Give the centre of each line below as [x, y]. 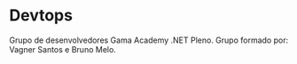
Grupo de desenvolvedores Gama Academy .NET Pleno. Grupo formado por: [149, 40]
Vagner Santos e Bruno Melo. [63, 49]
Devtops [41, 16]
